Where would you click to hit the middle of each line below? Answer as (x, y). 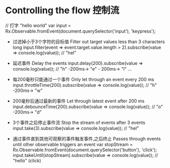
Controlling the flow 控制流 (62, 10)
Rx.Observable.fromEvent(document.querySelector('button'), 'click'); (85, 150)
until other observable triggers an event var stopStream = (73, 144)
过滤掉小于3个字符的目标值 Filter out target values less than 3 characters (89, 42)
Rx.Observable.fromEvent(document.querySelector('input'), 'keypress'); (80, 31)
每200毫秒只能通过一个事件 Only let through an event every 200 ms (83, 79)
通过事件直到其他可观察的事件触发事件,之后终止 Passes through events (87, 139)
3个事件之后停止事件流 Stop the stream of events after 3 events (79, 122)
